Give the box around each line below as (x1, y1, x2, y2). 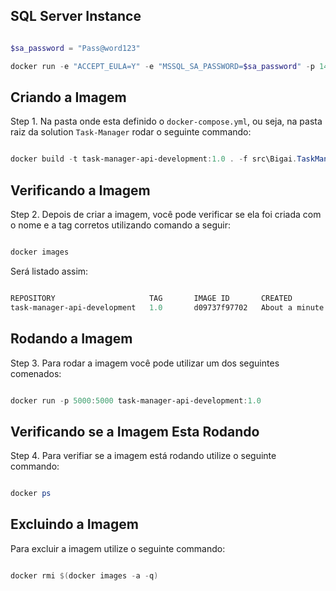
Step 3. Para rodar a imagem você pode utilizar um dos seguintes (10, 357, 280, 369)
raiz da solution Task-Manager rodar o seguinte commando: (10, 126, 252, 138)
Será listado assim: (10, 265, 89, 277)
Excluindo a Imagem (10, 516, 139, 533)
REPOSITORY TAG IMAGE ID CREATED (10, 293, 293, 303)
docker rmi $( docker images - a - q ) (10, 570, 159, 581)
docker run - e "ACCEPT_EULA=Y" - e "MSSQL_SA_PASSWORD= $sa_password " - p (10, 61, 315, 71)
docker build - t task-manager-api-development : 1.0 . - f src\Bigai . (10, 154, 298, 164)
